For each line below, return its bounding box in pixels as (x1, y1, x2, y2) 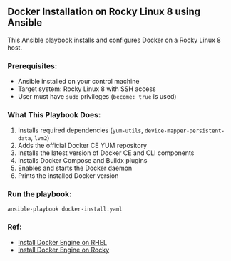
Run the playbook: (7, 189, 73, 199)
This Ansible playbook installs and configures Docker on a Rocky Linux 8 (7, 36, 221, 44)
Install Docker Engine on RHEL (17, 238, 108, 246)
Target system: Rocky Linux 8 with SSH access (17, 85, 156, 93)
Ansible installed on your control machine (17, 78, 140, 86)
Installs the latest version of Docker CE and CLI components (17, 149, 195, 157)
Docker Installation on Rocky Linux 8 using (7, 6, 201, 18)
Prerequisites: (7, 60, 58, 70)
